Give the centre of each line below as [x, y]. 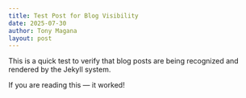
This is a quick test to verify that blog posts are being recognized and [124, 61]
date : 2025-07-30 [38, 23]
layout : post [30, 38]
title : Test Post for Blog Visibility [73, 16]
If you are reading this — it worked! [67, 85]
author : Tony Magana [43, 31]
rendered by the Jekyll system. [60, 70]
